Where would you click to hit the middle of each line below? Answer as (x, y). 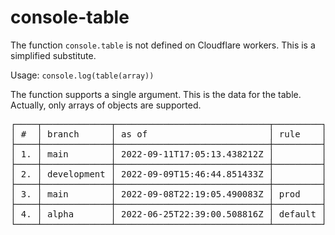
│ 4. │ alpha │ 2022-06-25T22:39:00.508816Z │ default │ (168, 214)
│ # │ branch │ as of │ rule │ (168, 134)
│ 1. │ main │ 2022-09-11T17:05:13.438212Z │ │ (168, 154)
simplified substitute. (53, 55)
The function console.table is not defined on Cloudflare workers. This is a (163, 45)
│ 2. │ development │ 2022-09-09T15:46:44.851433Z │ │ (168, 174)
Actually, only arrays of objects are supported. (106, 105)
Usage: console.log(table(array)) (82, 75)
